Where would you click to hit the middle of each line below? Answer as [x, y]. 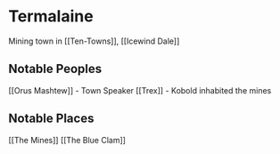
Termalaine [51, 16]
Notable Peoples [55, 69]
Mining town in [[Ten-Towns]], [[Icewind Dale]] [94, 41]
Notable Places [51, 119]
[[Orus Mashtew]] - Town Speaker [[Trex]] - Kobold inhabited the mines [140, 90]
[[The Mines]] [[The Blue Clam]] [67, 140]
